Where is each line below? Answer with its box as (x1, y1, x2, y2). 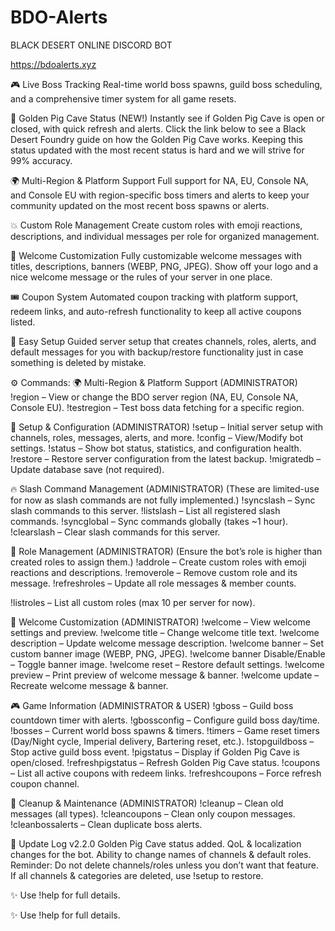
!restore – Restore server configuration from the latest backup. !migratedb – (10, 452, 322, 465)
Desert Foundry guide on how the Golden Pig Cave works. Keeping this (10, 133, 303, 145)
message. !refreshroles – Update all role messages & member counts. (10, 577, 297, 589)
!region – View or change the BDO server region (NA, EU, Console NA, (10, 391, 299, 403)
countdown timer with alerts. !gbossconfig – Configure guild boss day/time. (10, 714, 320, 726)
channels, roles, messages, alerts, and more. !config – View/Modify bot (10, 431, 304, 443)
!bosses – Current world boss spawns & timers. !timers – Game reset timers (10, 724, 320, 736)
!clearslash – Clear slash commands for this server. (10, 526, 221, 538)
